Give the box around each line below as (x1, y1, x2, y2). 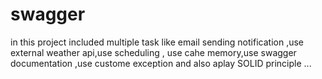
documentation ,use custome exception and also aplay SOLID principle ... (10, 57, 312, 69)
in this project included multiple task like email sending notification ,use (10, 36, 304, 48)
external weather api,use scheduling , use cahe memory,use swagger (10, 46, 297, 58)
